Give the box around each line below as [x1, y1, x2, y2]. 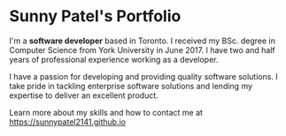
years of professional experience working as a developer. [9, 54, 219, 64]
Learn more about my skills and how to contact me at [9, 107, 204, 117]
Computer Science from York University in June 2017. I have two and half [9, 44, 276, 55]
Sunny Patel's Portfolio [9, 6, 182, 26]
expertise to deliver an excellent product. [9, 90, 159, 101]
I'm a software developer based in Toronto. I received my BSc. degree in [9, 35, 276, 46]
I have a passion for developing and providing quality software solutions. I [9, 71, 279, 81]
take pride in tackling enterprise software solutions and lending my [9, 80, 253, 91]
